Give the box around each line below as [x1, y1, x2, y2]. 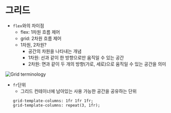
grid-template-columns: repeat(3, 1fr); [12, 103, 100, 108]
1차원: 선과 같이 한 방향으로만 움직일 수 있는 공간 [28, 54, 124, 60]
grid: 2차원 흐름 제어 [20, 35, 62, 41]
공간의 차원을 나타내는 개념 [28, 48, 82, 54]
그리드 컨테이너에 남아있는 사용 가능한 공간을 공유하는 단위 [20, 88, 137, 94]
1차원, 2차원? [20, 41, 47, 48]
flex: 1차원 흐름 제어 [20, 29, 60, 35]
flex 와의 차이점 [12, 22, 45, 29]
